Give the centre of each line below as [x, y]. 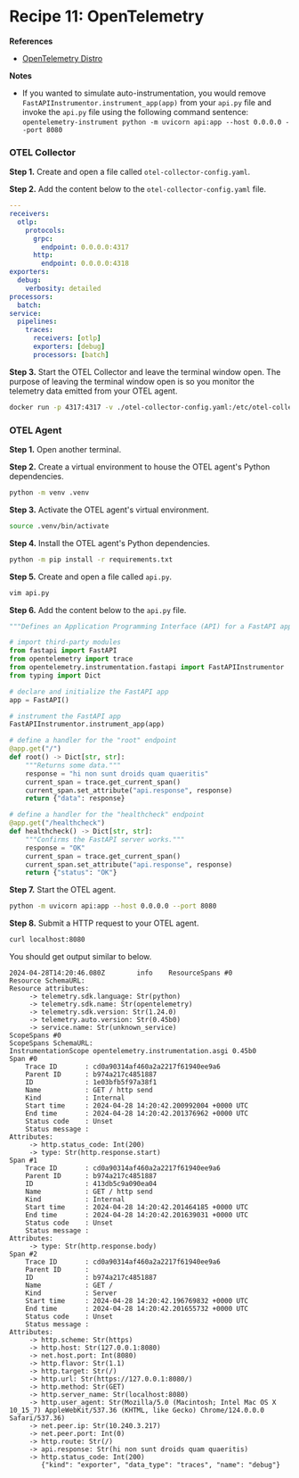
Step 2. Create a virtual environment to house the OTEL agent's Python [140, 467]
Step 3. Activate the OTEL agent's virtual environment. [109, 510]
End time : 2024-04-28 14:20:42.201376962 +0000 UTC [137, 1114]
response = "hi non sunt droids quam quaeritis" [117, 774]
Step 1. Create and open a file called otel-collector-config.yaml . [130, 172]
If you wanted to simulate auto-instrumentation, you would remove [144, 93]
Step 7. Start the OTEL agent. [63, 890]
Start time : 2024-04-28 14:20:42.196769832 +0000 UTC [137, 1301]
